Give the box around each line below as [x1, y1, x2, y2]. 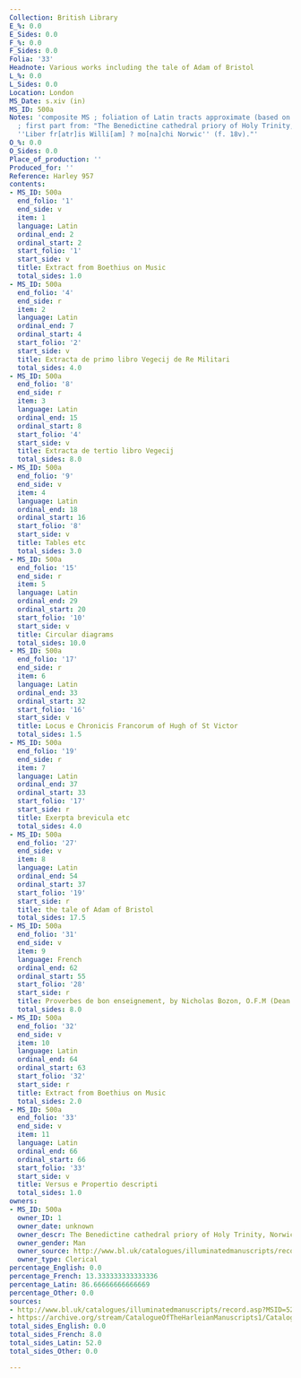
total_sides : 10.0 [17, 638, 87, 647]
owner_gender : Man [17, 1238, 87, 1247]
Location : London [9, 88, 74, 97]
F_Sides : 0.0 [9, 47, 58, 56]
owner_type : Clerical [17, 1255, 99, 1264]
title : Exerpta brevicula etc [17, 813, 130, 822]
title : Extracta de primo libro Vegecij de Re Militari [17, 355, 230, 364]
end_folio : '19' [17, 746, 78, 756]
